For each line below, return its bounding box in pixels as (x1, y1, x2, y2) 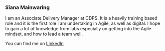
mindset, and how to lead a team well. (5, 31, 83, 37)
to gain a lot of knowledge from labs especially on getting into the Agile (5, 26, 152, 32)
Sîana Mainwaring (5, 4, 50, 11)
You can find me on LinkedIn (5, 41, 64, 47)
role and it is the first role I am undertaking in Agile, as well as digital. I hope (5, 20, 161, 26)
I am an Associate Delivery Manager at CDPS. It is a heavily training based (5, 15, 158, 21)
